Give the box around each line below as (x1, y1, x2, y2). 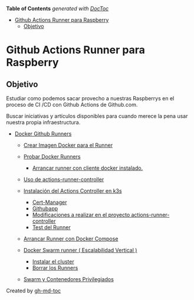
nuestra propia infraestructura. (6, 119, 81, 126)
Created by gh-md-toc (6, 287, 61, 294)
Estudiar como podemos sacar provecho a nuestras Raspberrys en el (6, 95, 175, 102)
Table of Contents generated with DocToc (6, 5, 109, 12)
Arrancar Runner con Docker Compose (23, 235, 119, 242)
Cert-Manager (32, 199, 67, 206)
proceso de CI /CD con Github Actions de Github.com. (6, 101, 138, 108)
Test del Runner (32, 224, 71, 230)
